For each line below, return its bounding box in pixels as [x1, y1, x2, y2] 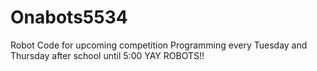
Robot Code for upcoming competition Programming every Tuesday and [10, 39, 308, 51]
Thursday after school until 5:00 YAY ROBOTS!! [10, 49, 205, 61]
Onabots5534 [10, 6, 128, 29]
